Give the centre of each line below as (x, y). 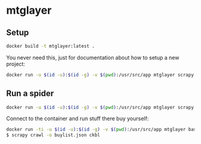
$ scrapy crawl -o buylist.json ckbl (53, 135)
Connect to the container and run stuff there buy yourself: (77, 119)
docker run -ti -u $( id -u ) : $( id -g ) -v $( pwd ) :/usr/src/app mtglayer (96, 130)
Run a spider (30, 94)
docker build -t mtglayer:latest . (51, 46)
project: (16, 64)
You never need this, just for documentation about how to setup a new (93, 57)
